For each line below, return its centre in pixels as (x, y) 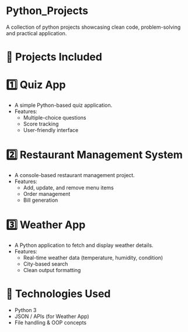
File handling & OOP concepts (50, 322)
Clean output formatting (52, 270)
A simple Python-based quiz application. (63, 105)
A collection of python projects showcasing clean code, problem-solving (93, 27)
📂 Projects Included (54, 57)
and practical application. (36, 33)
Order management (47, 194)
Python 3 (25, 310)
